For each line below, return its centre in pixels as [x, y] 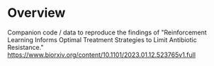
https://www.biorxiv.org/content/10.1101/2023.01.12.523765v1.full [102, 55]
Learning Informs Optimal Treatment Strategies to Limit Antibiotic [102, 39]
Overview [36, 13]
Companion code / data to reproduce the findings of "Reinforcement [107, 32]
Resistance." [26, 47]
